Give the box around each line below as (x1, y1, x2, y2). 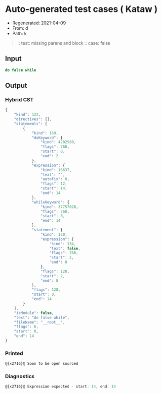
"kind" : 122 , (14, 112, 41, 117)
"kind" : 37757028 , (40, 204, 79, 209)
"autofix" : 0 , (40, 177, 70, 182)
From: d (12, 25, 28, 31)
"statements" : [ (14, 121, 48, 126)
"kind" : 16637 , (40, 167, 72, 172)
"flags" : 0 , (14, 324, 39, 329)
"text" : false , (49, 246, 81, 251)
